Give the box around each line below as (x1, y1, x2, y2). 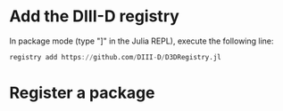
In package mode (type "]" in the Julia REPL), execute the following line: (9, 36, 274, 46)
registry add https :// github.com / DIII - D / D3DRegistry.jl (9, 52, 221, 61)
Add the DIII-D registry (9, 6, 180, 27)
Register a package (9, 83, 155, 103)
